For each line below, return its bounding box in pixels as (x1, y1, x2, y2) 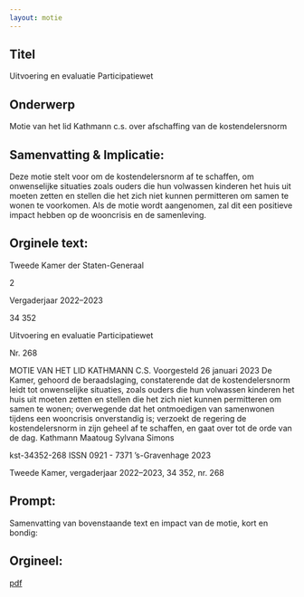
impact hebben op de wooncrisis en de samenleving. (9, 210, 206, 221)
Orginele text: (9, 236, 89, 251)
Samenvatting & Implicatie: (9, 147, 165, 163)
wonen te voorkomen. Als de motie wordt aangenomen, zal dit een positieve (9, 200, 293, 211)
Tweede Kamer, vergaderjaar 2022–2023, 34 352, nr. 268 (9, 467, 224, 478)
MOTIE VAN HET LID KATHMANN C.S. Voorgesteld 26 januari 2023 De (9, 365, 273, 375)
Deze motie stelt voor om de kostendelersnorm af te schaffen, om (9, 171, 255, 182)
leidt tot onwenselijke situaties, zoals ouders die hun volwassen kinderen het (9, 384, 295, 394)
